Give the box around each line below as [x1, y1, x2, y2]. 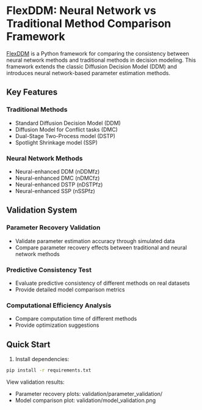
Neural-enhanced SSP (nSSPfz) [15, 187, 96, 194]
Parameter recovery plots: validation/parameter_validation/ [15, 390, 163, 397]
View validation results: [6, 378, 65, 386]
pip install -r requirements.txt [6, 367, 92, 373]
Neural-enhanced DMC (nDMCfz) [15, 174, 100, 181]
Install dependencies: [15, 356, 70, 363]
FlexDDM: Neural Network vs [6, 4, 157, 18]
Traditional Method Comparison [6, 16, 171, 31]
